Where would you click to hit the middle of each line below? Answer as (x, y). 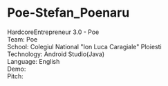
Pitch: (16, 76)
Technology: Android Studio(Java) (56, 54)
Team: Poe (22, 39)
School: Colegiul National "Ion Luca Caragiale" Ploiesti (84, 46)
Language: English (34, 61)
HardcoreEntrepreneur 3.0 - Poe (53, 32)
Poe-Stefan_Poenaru (68, 13)
